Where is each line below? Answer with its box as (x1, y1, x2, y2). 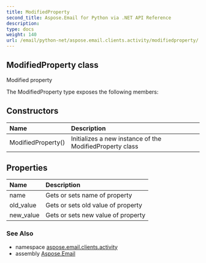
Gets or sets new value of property (45, 211, 146, 220)
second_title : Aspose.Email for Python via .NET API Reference (6, 15, 172, 21)
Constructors (6, 106, 59, 116)
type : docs (6, 26, 34, 32)
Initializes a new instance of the (71, 134, 162, 143)
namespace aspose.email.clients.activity (15, 243, 118, 251)
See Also (6, 229, 34, 238)
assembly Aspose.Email (15, 250, 75, 257)
